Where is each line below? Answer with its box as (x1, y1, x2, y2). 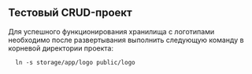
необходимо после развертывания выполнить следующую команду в (8, 35, 244, 44)
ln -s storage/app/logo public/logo (15, 58, 135, 66)
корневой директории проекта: (8, 43, 114, 53)
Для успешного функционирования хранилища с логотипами (8, 26, 215, 36)
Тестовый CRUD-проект (8, 6, 132, 19)
